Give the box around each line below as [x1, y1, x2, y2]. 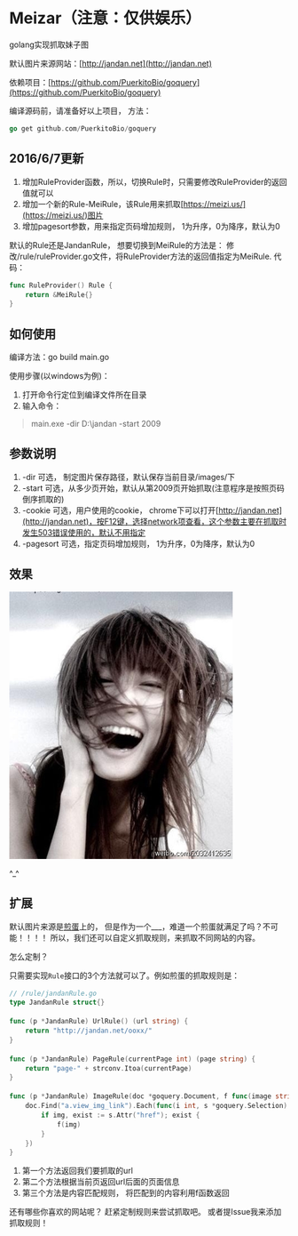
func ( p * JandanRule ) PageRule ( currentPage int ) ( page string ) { [9, 1055, 256, 1063]
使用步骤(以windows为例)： [9, 371, 110, 381]
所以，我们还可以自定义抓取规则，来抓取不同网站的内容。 [50, 932, 260, 943]
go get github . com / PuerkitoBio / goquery [9, 124, 157, 133]
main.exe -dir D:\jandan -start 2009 [30, 419, 161, 429]
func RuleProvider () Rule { [9, 281, 114, 290]
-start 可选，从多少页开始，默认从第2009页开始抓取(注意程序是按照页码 [21, 482, 286, 494]
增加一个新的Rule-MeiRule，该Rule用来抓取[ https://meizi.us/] [21, 198, 247, 209]
